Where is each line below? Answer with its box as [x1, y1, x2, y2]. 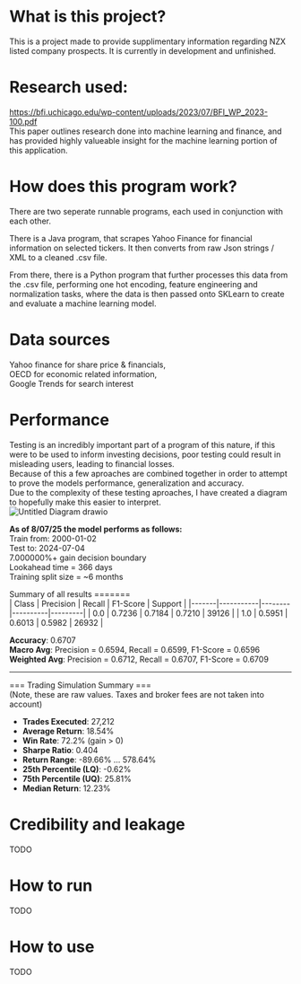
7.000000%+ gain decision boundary [9, 552, 147, 563]
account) [9, 698, 43, 709]
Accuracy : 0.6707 [9, 635, 76, 646]
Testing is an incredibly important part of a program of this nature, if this [9, 439, 276, 450]
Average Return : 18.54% [21, 725, 115, 736]
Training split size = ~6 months [9, 571, 124, 582]
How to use [9, 936, 95, 957]
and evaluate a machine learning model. [9, 298, 157, 309]
